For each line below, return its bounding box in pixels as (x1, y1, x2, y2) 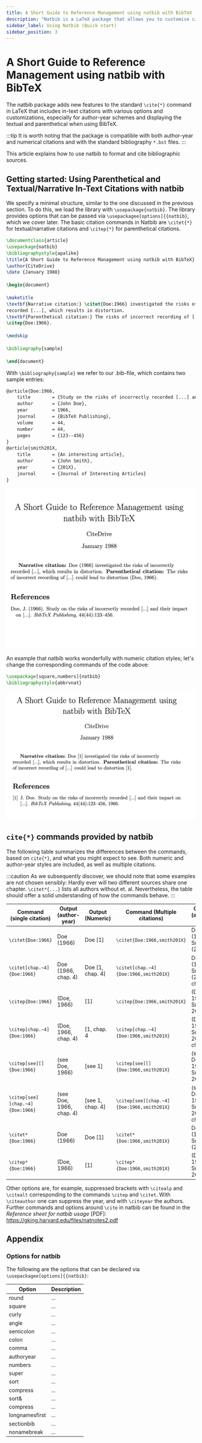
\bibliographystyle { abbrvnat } (6, 680, 82, 686)
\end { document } (6, 358, 44, 364)
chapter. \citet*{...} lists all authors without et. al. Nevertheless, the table (6, 885, 193, 892)
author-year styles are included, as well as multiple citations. (6, 860, 156, 868)
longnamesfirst (8, 1412, 46, 1419)
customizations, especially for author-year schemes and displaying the (6, 114, 182, 121)
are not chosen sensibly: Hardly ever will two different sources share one (6, 879, 188, 886)
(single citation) (10, 914, 51, 922)
